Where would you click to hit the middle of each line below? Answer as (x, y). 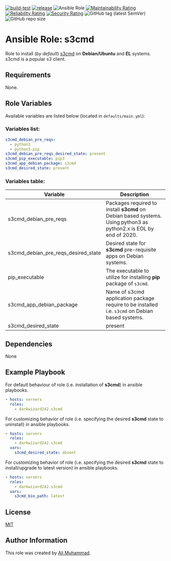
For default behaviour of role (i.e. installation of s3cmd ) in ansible (74, 385)
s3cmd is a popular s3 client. (36, 59)
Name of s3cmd (125, 292)
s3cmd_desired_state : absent (45, 453)
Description (134, 194)
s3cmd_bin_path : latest (40, 496)
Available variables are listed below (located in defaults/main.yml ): (75, 116)
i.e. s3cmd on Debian (130, 311)
